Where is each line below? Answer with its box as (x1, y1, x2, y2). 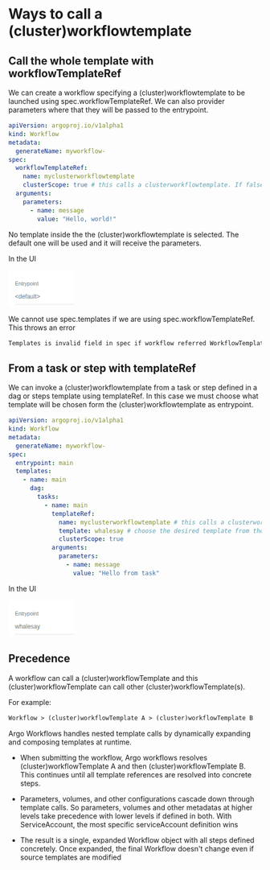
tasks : (37, 493, 59, 501)
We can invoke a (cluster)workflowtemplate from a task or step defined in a (8, 383, 258, 393)
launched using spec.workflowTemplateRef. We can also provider (8, 97, 225, 105)
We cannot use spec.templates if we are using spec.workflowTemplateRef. (8, 314, 256, 324)
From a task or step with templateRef (8, 361, 197, 375)
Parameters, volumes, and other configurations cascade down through (19, 794, 255, 803)
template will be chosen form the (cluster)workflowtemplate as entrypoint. (8, 400, 254, 410)
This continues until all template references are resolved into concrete (19, 769, 252, 779)
